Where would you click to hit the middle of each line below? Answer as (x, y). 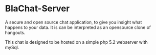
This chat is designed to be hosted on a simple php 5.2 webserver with (77, 42)
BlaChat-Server (37, 9)
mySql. (12, 47)
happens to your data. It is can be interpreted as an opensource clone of (78, 27)
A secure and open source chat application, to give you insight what (74, 22)
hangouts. (15, 32)
